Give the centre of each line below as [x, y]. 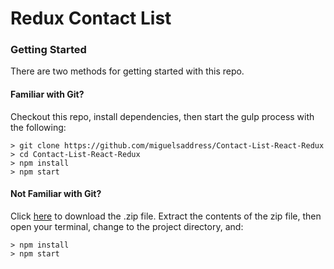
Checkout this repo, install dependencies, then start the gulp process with [162, 116]
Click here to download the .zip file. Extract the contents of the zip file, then [166, 216]
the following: [38, 127]
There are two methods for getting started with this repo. [127, 71]
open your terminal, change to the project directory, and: [127, 226]
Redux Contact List [91, 18]
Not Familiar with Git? [56, 194]
